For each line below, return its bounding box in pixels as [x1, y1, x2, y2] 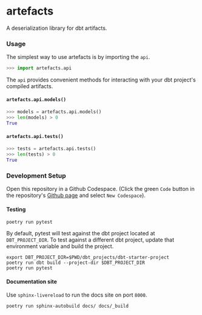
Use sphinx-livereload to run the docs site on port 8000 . [6, 291, 147, 299]
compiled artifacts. [6, 83, 53, 90]
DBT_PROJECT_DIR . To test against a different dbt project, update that [6, 236, 175, 244]
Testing [6, 206, 26, 213]
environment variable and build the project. [6, 243, 114, 250]
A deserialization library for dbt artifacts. [6, 24, 107, 32]
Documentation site [6, 278, 58, 285]
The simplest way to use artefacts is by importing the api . [6, 54, 150, 61]
